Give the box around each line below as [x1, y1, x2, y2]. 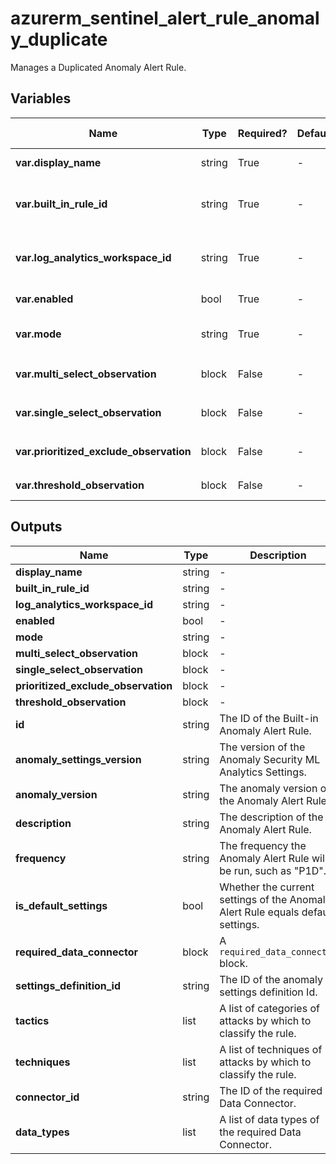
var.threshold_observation [15, 478, 145, 492]
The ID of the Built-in [219, 711, 319, 725]
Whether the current [219, 880, 315, 894]
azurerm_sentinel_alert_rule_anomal [10, 7, 320, 30]
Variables [10, 90, 72, 107]
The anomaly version [219, 781, 318, 795]
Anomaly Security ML [219, 752, 321, 766]
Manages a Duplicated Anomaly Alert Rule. [10, 61, 187, 73]
